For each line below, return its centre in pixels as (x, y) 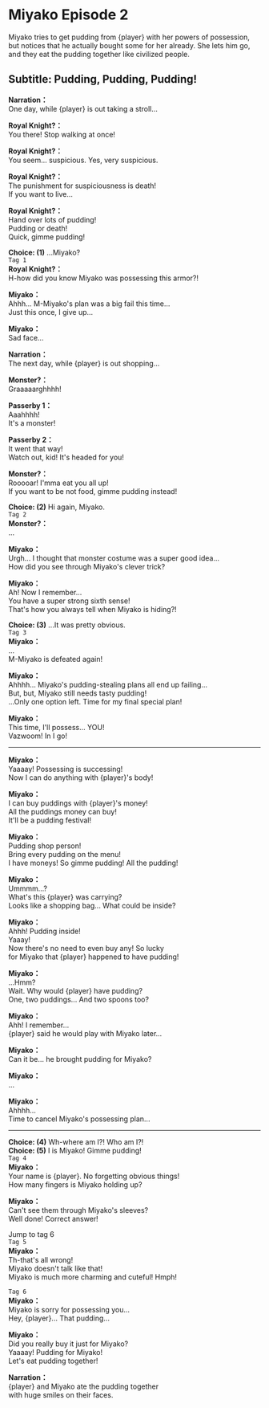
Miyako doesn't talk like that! (56, 1268)
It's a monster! (32, 422)
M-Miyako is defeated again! (55, 659)
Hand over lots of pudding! (52, 219)
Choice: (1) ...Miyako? (44, 252)
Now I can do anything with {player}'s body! (81, 777)
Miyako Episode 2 (68, 15)
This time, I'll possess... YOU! (56, 727)
